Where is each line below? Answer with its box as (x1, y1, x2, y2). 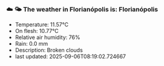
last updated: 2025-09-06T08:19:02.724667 (15, 53, 126, 60)
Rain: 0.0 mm (15, 40, 48, 47)
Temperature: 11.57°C (15, 21, 68, 28)
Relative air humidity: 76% (15, 34, 80, 41)
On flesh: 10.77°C (15, 28, 59, 35)
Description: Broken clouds (15, 47, 83, 54)
